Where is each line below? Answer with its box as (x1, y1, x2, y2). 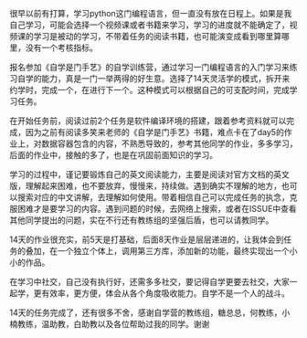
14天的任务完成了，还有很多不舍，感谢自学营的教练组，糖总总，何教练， (9, 307, 282, 318)
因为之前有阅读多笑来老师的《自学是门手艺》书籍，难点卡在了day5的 (25, 127, 285, 137)
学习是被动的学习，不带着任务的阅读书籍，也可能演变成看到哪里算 (33, 31, 281, 41)
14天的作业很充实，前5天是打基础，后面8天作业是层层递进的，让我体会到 (9, 234, 284, 245)
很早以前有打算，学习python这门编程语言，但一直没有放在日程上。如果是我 (9, 8, 292, 18)
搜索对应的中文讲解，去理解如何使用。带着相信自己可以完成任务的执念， (16, 192, 290, 203)
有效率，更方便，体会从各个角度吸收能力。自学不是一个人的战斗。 (40, 288, 290, 299)
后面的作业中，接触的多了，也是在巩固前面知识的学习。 (9, 150, 217, 160)
